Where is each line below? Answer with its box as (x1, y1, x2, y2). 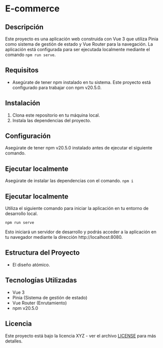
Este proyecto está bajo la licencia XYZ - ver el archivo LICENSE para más (5, 333, 156, 339)
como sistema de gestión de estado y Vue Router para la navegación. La (5, 41, 153, 47)
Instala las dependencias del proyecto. (12, 117, 92, 123)
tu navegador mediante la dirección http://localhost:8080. (5, 234, 123, 240)
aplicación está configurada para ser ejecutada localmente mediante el (5, 47, 150, 52)
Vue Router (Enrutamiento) (12, 300, 67, 306)
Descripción (5, 23, 44, 31)
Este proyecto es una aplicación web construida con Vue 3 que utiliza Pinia (5, 36, 159, 42)
